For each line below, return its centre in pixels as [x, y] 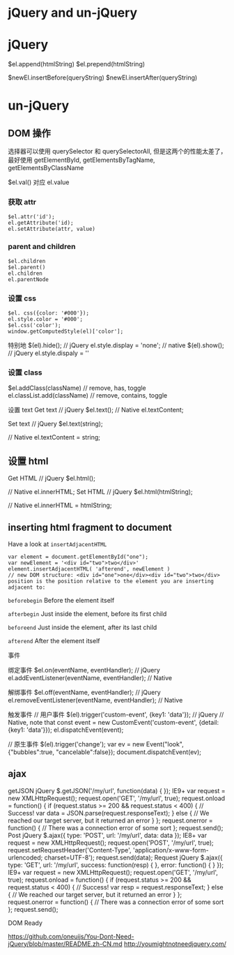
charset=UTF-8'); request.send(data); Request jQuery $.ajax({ [133, 857]
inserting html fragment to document [90, 527]
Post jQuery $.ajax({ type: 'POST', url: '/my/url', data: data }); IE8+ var [108, 835]
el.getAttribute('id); [41, 223]
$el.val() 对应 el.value [39, 182]
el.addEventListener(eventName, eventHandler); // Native [90, 677]
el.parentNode [29, 279]
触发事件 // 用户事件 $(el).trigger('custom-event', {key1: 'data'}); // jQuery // [116, 714]
